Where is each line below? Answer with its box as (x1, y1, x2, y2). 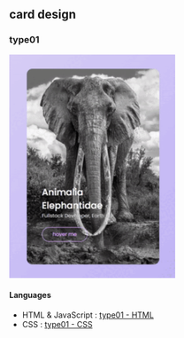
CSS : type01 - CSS (21, 319, 93, 330)
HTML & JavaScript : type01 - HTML (21, 310, 155, 320)
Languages (9, 290, 51, 301)
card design (9, 7, 77, 22)
